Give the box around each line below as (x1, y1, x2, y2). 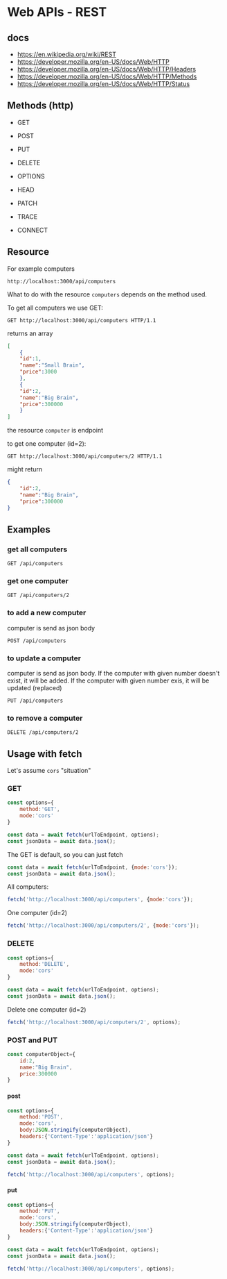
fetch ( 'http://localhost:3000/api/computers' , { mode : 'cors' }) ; (7, 896, 194, 903)
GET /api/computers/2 (7, 592, 70, 599)
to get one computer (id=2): (7, 440, 87, 448)
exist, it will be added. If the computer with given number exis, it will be (7, 676, 210, 685)
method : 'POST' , (19, 1114, 64, 1121)
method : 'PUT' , (19, 1207, 60, 1215)
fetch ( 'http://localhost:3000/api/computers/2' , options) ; (7, 1019, 181, 1026)
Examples (7, 524, 51, 535)
